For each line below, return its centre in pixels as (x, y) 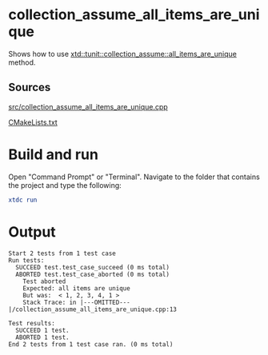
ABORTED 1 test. (42, 337)
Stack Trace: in (50, 302)
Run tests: (26, 260)
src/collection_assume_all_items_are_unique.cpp (88, 106)
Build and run (53, 154)
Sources (30, 88)
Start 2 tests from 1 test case (62, 253)
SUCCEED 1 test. (42, 330)
